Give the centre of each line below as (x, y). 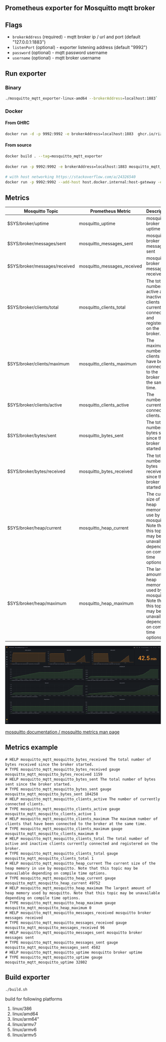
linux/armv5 (24, 1035)
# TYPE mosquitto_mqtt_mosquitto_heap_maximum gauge (61, 903)
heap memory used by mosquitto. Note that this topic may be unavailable (83, 893)
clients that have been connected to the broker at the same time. (76, 824)
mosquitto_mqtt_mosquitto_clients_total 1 (49, 858)
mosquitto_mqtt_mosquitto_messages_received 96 (55, 928)
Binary (13, 88)
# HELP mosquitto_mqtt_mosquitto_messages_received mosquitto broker (78, 913)
